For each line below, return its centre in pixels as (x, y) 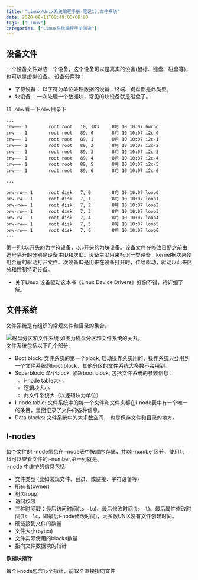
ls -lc (30, 517)
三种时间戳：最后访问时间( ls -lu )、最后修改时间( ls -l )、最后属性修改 (100, 508)
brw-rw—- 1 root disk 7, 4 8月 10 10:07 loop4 (82, 218)
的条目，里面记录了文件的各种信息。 (59, 410)
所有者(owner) (32, 486)
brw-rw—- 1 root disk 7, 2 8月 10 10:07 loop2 (82, 205)
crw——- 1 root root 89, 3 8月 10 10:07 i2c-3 (82, 152)
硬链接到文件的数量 (38, 523)
